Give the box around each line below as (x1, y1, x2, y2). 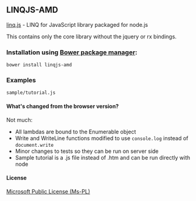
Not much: (6, 116, 33, 124)
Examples (6, 76, 37, 85)
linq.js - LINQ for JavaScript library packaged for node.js (6, 21, 148, 28)
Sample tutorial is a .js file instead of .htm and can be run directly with (15, 153, 191, 161)
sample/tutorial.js (6, 90, 56, 96)
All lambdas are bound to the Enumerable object (15, 128, 136, 135)
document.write (15, 142, 54, 148)
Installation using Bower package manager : (6, 48, 138, 57)
